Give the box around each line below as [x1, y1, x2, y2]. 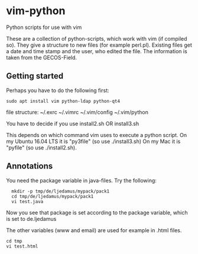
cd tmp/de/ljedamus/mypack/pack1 [11, 193, 94, 199]
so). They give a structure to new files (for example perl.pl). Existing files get [6, 41, 192, 48]
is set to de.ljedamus [6, 215, 57, 222]
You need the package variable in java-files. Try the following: [6, 177, 157, 184]
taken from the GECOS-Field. [6, 54, 77, 61]
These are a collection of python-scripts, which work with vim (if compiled [6, 35, 187, 42]
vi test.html [6, 243, 38, 249]
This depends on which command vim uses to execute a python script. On [6, 131, 187, 138]
